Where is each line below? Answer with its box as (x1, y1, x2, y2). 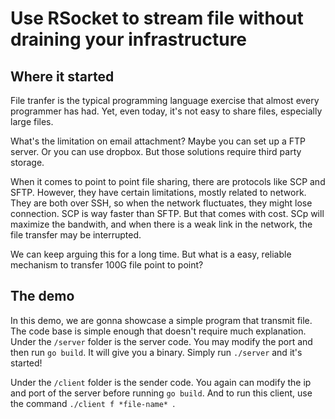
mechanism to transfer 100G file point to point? (10, 259, 204, 271)
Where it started (10, 68, 115, 85)
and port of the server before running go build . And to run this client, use (10, 387, 313, 399)
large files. (10, 116, 54, 127)
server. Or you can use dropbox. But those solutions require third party (10, 146, 302, 157)
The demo (10, 288, 75, 305)
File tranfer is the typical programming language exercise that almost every (10, 95, 320, 106)
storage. (10, 157, 45, 168)
